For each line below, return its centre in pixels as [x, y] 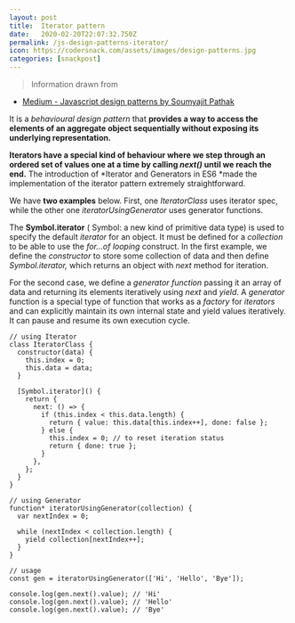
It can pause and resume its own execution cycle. [100, 320]
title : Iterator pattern [57, 26]
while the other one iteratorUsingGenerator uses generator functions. [136, 210]
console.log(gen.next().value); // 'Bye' [87, 610]
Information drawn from [74, 84]
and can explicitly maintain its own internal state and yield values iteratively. [147, 311]
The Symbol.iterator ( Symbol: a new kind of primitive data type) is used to [147, 227]
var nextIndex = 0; [53, 516]
